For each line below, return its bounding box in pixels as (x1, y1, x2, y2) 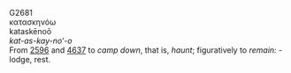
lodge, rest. (9, 55, 51, 64)
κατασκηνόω (9, 17, 57, 27)
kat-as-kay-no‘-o (9, 35, 73, 46)
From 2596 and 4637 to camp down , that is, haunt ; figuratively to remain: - (9, 45, 283, 55)
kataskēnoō (9, 26, 52, 36)
